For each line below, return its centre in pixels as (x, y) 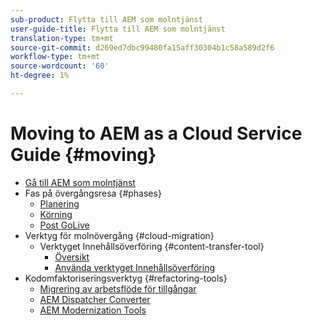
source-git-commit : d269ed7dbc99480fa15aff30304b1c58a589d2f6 (142, 47)
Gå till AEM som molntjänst (80, 182)
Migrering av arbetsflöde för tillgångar (118, 288)
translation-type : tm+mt (62, 38)
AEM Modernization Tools (93, 310)
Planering (59, 203)
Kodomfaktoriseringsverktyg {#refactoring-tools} (126, 278)
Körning (56, 214)
